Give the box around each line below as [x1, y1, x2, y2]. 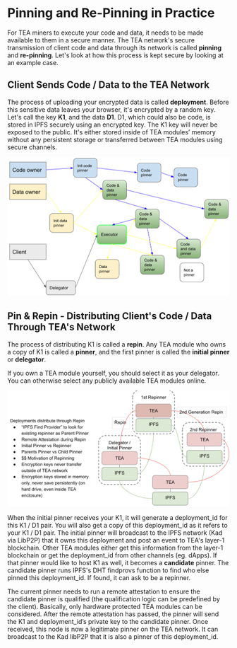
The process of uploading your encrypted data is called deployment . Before [7, 98, 229, 106]
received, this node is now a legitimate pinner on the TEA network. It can [7, 625, 219, 633]
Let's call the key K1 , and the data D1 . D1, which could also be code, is [7, 112, 211, 121]
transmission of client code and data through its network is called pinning [7, 43, 222, 52]
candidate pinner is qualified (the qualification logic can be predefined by [7, 594, 221, 603]
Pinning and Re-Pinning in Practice [7, 5, 215, 21]
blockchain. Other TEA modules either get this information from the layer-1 [7, 543, 224, 552]
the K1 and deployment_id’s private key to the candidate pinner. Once [7, 617, 209, 625]
